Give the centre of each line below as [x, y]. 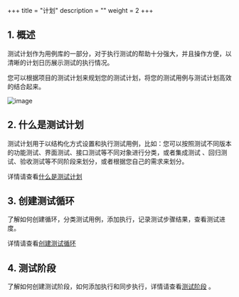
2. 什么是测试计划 [46, 125]
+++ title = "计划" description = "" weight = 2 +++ [80, 10]
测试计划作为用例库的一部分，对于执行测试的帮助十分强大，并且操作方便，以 [119, 53]
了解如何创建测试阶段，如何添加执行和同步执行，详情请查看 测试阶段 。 [111, 286]
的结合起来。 [26, 86]
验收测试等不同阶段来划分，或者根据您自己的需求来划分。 [104, 161]
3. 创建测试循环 [41, 201]
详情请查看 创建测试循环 [42, 244]
